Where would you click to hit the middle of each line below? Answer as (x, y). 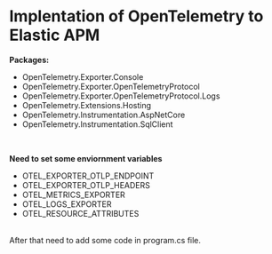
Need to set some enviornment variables (86, 158)
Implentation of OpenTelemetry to (136, 16)
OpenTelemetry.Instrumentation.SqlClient (97, 124)
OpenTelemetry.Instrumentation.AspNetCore (104, 115)
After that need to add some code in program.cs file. (105, 240)
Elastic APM (55, 35)
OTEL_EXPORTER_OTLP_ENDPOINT (88, 176)
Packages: (29, 60)
